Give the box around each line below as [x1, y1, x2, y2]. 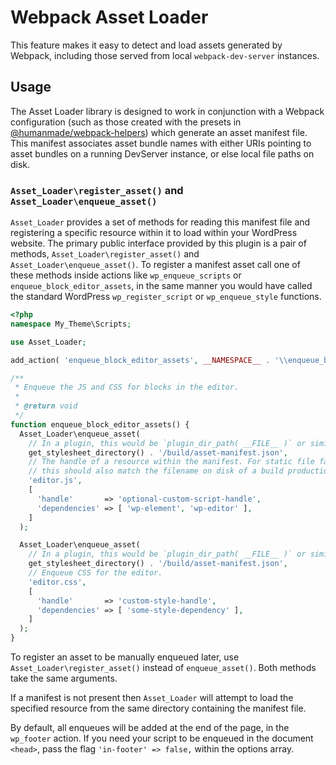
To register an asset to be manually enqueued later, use [10, 651, 240, 663]
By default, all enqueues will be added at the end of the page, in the [10, 722, 290, 734]
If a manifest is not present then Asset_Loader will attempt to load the [10, 692, 294, 704]
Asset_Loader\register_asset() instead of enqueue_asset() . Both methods [10, 662, 317, 674]
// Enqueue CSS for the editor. [28, 568, 163, 578]
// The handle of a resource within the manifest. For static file [28, 457, 315, 467]
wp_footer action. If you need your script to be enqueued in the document [10, 732, 314, 745]
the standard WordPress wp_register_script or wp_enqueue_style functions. [10, 291, 322, 303]
